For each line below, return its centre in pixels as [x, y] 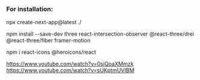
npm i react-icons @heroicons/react [51, 52]
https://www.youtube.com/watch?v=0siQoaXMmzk [70, 64]
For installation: [30, 9]
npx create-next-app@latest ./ [44, 22]
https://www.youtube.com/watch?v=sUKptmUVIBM [70, 70]
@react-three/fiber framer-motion [48, 41]
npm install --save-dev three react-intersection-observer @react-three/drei [100, 34]
